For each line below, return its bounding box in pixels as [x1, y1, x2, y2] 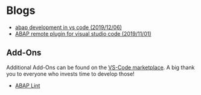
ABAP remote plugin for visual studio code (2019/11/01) [14, 30, 152, 37]
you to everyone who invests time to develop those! [6, 70, 135, 77]
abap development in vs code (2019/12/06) [14, 24, 123, 31]
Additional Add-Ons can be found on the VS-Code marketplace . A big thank [6, 64, 195, 71]
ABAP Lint [14, 82, 40, 89]
